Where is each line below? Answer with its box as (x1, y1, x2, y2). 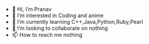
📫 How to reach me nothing (11, 32, 83, 38)
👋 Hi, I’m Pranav (11, 6, 52, 12)
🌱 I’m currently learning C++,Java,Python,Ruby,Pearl (11, 18, 144, 25)
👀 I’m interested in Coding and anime (11, 12, 104, 19)
